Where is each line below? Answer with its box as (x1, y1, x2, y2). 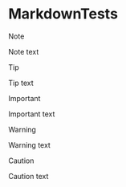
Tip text (8, 78, 34, 87)
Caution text (8, 171, 49, 181)
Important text (8, 109, 55, 119)
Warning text (8, 140, 51, 149)
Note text (8, 47, 39, 56)
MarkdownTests (8, 5, 119, 23)
